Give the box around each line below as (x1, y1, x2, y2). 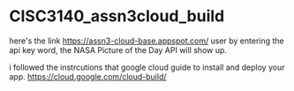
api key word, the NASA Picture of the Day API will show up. (9, 44, 228, 55)
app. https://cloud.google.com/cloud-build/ (9, 71, 167, 81)
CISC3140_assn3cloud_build (9, 6, 225, 27)
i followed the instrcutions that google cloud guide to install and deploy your (9, 62, 285, 72)
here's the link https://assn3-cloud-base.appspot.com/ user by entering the (9, 35, 284, 46)
